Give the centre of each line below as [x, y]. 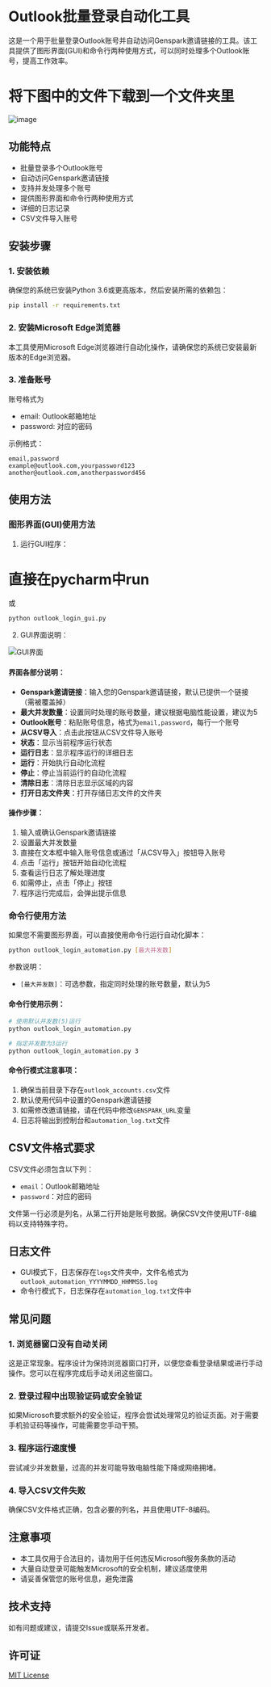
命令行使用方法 [38, 915]
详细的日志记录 [45, 208]
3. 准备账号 [30, 380]
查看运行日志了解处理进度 [63, 873]
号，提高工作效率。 [40, 61]
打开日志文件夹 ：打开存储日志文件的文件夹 [91, 793]
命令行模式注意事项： [44, 1071]
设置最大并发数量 [48, 842]
